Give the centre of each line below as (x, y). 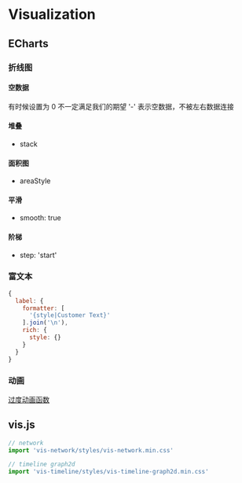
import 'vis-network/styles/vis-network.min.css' (91, 450)
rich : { (35, 330)
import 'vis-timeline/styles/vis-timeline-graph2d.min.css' (109, 472)
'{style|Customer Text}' (70, 315)
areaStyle (35, 181)
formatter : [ (44, 308)
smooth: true (40, 218)
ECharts (28, 44)
